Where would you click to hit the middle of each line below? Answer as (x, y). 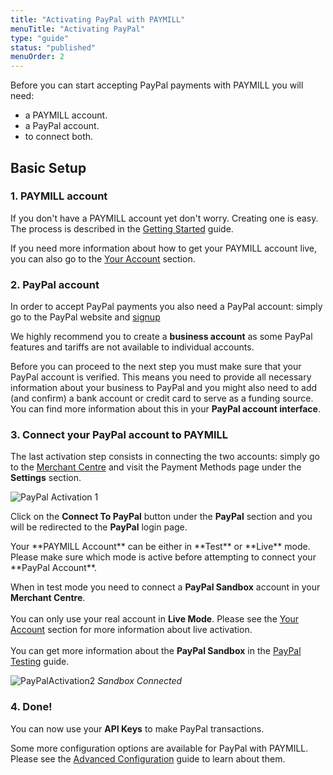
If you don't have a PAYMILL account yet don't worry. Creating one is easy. (164, 218)
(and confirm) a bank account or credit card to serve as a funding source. (162, 398)
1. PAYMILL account (59, 196)
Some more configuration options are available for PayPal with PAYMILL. (159, 748)
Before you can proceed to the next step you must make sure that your (156, 367)
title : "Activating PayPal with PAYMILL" (98, 19)
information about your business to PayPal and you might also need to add (164, 388)
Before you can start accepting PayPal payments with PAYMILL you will (157, 85)
